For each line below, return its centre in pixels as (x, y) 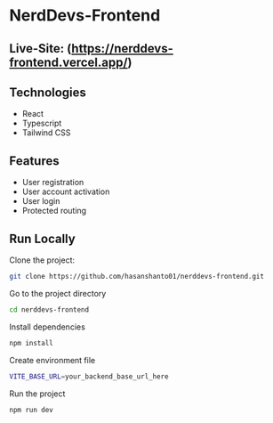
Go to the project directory (58, 293)
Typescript (42, 123)
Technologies (48, 92)
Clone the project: (42, 260)
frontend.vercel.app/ (68, 62)
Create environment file (52, 360)
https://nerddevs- (122, 49)
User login (41, 201)
